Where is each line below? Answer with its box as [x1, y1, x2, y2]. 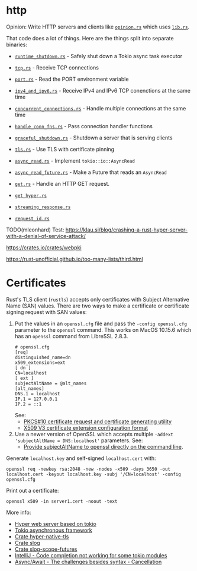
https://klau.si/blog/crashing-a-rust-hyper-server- [65, 226, 188, 233]
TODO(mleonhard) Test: [6, 226, 64, 233]
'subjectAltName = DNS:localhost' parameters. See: [14, 437, 143, 444]
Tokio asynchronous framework [14, 526, 93, 534]
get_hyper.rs [14, 192, 47, 199]
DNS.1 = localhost [14, 391, 60, 396]
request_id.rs [14, 215, 50, 221]
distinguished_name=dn [14, 354, 71, 360]
